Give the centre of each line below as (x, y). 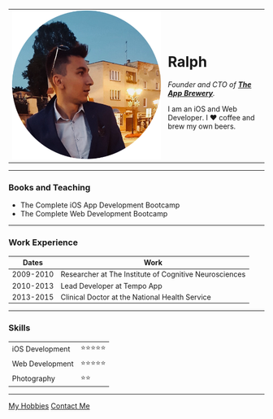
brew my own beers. (202, 126)
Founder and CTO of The (210, 85)
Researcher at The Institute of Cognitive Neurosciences (153, 274)
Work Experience (43, 242)
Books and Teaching (50, 187)
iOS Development (41, 349)
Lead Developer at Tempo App (111, 286)
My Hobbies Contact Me (50, 406)
